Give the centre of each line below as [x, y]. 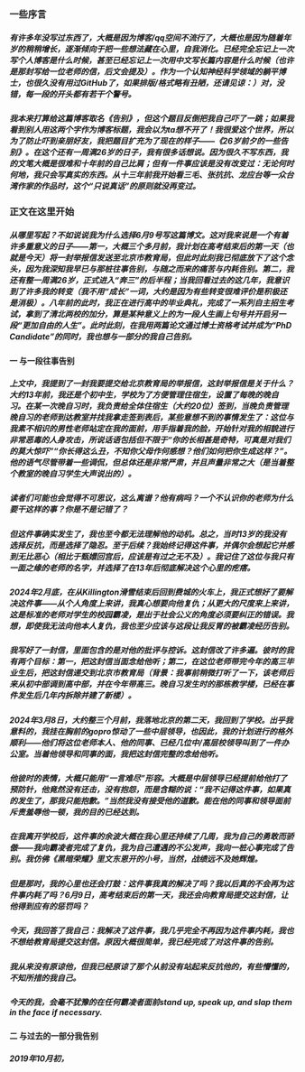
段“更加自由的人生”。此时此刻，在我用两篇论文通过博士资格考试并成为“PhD [151, 325]
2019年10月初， [39, 1058]
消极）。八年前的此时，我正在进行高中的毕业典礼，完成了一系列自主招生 [151, 302]
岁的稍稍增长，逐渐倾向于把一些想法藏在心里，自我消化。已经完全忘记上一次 [152, 49]
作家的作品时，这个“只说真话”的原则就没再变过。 [109, 186]
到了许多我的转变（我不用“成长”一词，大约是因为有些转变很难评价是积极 [144, 291]
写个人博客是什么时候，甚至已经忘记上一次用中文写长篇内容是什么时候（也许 [152, 60]
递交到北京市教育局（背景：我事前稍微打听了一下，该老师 [179, 673]
